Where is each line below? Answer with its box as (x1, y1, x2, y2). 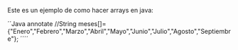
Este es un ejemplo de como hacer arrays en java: (7, 6, 154, 14)
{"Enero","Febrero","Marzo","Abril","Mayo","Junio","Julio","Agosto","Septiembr (7, 27, 231, 35)
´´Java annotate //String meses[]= (7, 20, 107, 27)
